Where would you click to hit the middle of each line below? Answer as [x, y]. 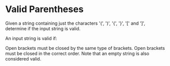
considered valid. [23, 58]
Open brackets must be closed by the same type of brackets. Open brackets [85, 48]
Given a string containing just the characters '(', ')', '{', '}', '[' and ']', [75, 23]
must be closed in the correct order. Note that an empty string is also [77, 53]
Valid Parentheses [44, 9]
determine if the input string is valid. [43, 28]
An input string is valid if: [31, 38]
